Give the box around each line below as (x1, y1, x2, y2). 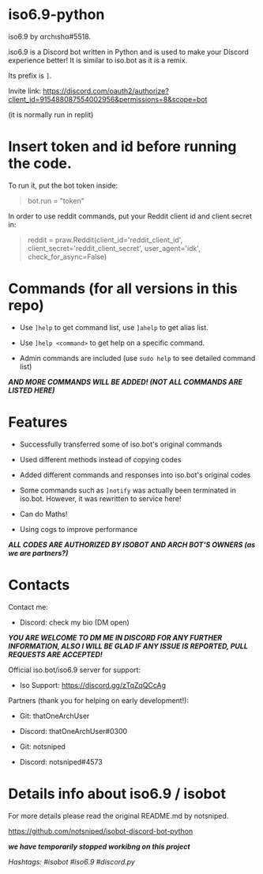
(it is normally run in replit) (8, 109, 94, 120)
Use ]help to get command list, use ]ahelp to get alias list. (19, 322, 209, 332)
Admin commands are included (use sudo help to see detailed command (19, 353, 256, 363)
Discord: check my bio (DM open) (19, 617, 130, 627)
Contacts (8, 576, 70, 594)
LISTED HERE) (8, 386, 55, 395)
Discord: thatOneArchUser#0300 (19, 726, 128, 735)
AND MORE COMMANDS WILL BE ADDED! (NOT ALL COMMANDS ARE (8, 377, 243, 386)
